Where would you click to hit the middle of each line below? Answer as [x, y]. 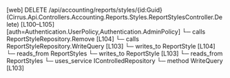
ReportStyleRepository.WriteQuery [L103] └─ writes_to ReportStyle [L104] [111, 46]
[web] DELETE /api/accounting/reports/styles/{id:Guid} [85, 10]
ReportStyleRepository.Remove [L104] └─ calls [73, 39]
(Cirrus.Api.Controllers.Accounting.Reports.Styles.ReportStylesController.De [115, 17]
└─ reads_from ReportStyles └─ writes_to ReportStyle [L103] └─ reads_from [115, 53]
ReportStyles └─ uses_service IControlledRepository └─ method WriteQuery [115, 61]
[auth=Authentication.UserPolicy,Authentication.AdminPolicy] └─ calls [106, 31]
